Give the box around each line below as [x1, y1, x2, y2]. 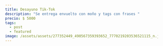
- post [9, 25, 23, 30]
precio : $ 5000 [5, 16, 36, 21]
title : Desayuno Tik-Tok [5, 7, 55, 12]
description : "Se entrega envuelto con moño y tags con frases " [5, 11, 140, 16]
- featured [9, 29, 32, 34]
